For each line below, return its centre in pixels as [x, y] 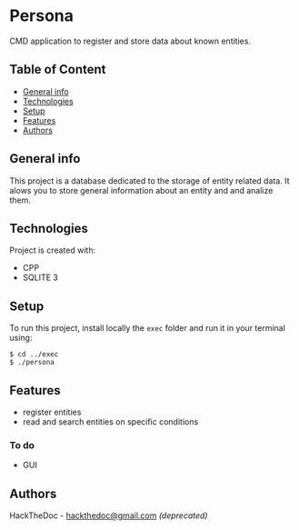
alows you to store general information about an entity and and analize [141, 190]
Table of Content [58, 70]
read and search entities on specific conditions [110, 422]
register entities [52, 412]
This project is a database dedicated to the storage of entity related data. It [149, 180]
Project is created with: [53, 250]
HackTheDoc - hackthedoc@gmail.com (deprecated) [109, 515]
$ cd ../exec [34, 355]
